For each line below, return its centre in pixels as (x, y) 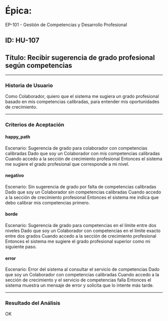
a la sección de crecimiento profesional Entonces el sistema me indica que (82, 197)
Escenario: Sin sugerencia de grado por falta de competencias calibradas (81, 186)
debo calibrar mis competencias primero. (47, 202)
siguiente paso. (21, 247)
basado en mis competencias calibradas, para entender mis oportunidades (82, 102)
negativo (14, 175)
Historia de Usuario (29, 85)
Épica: (18, 11)
